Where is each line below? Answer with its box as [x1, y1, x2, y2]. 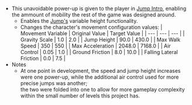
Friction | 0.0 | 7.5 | [20, 55, 66, 62]
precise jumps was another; [20, 80, 88, 87]
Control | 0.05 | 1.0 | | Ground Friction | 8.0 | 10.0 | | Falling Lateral [20, 49, 179, 55]
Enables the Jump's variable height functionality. [20, 18, 138, 24]
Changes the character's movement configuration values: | [20, 23, 163, 31]
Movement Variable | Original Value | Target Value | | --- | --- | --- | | [20, 30, 185, 37]
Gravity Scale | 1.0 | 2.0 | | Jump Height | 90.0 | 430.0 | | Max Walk [20, 36, 180, 43]
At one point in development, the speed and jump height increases [20, 67, 181, 74]
